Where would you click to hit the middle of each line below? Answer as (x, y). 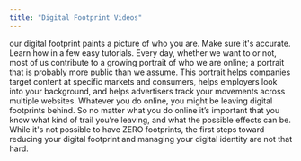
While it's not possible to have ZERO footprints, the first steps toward (137, 129)
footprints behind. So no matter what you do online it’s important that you (145, 110)
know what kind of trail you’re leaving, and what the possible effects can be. (150, 120)
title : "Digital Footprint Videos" (76, 18)
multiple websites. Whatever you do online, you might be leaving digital (141, 101)
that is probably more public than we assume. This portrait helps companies (150, 72)
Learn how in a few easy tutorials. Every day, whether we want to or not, (143, 53)
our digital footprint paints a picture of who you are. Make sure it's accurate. (150, 43)
